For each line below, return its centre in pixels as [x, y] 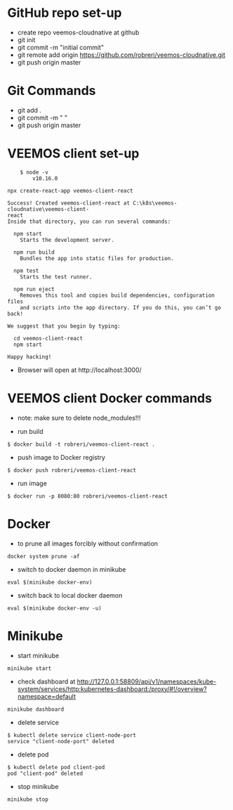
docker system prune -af [44, 556]
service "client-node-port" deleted [61, 741]
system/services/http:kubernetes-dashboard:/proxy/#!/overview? [112, 689]
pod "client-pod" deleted [45, 773]
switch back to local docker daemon [70, 595]
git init [26, 39]
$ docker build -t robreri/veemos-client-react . [81, 444]
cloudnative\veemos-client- [48, 209]
